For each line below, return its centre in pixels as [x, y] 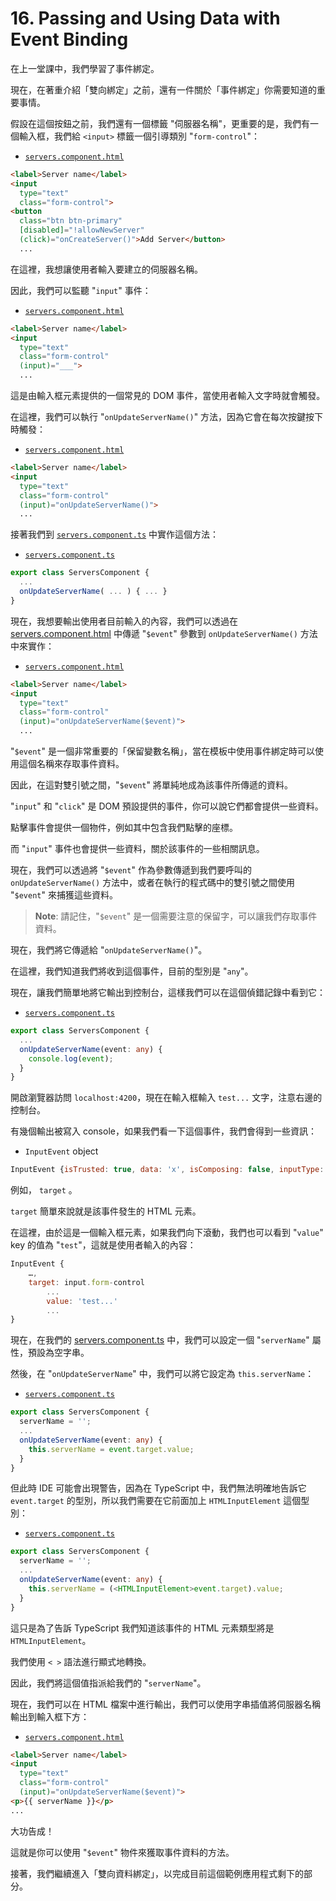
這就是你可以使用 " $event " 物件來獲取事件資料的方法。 [122, 1852]
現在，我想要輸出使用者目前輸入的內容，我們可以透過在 [124, 621]
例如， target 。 [44, 1190]
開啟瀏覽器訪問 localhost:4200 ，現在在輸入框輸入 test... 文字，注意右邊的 [166, 1098]
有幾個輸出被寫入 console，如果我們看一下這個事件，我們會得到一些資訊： [163, 1131]
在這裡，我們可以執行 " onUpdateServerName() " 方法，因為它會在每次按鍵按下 [167, 417]
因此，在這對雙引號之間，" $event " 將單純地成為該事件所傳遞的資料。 [151, 785]
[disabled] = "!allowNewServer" [82, 230]
